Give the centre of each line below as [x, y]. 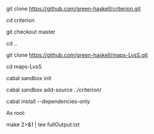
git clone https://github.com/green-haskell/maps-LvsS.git [77, 55]
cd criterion [20, 20]
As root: [16, 113]
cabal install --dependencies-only [48, 101]
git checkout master [31, 32]
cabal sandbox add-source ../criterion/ [54, 90]
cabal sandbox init [29, 78]
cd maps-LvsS [24, 66]
